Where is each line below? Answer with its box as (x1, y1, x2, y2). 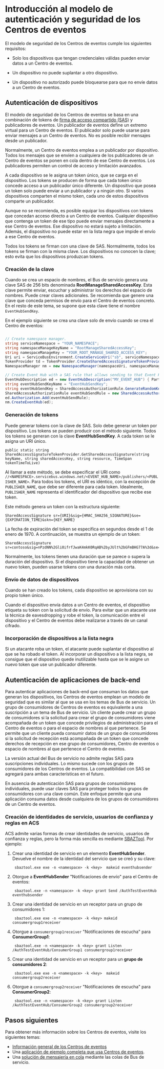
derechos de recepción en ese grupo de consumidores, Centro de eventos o (5, 741, 159, 747)
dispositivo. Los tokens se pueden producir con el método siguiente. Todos (5, 428, 156, 433)
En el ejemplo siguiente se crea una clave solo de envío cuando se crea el (5, 318, 154, 323)
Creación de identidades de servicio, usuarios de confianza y (5, 813, 154, 820)
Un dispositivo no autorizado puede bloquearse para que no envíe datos (12, 79, 158, 85)
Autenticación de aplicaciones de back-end (5, 676, 141, 684)
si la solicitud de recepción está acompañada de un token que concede (5, 735, 149, 741)
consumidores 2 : (12, 961, 47, 967)
